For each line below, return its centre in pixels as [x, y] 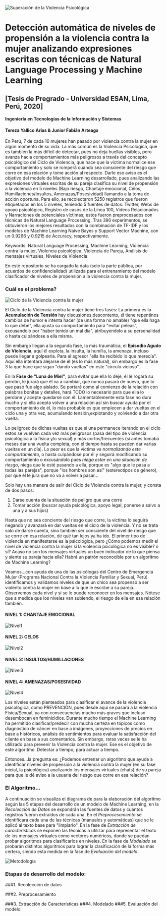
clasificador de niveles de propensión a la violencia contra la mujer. [74, 276]
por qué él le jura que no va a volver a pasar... [52, 475]
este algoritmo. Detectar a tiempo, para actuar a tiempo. [62, 750]
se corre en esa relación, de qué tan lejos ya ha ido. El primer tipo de [75, 536]
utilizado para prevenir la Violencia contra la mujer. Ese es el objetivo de [79, 744]
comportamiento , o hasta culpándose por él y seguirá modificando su [76, 454]
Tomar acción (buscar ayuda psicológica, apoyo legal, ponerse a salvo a [86, 505]
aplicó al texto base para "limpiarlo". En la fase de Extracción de [71, 825]
